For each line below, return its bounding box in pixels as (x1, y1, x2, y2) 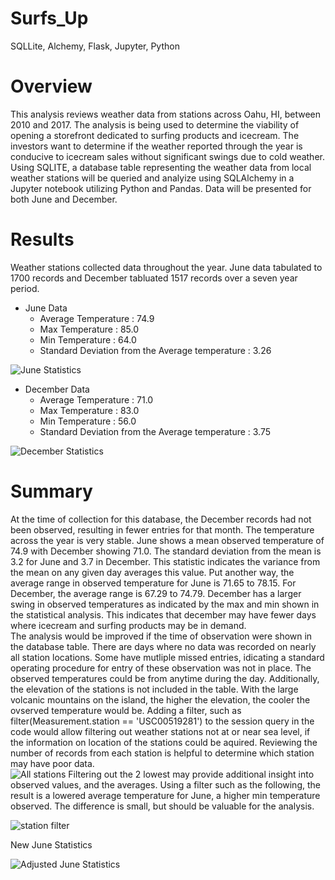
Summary (10, 480, 93, 502)
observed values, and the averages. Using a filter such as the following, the (10, 778, 321, 791)
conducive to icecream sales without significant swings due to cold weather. (10, 150, 325, 162)
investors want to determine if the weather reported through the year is (10, 140, 303, 152)
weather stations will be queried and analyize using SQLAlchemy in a (10, 172, 295, 184)
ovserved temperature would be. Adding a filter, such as (10, 704, 242, 716)
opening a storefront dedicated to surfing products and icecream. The (10, 129, 300, 141)
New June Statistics (10, 838, 93, 851)
